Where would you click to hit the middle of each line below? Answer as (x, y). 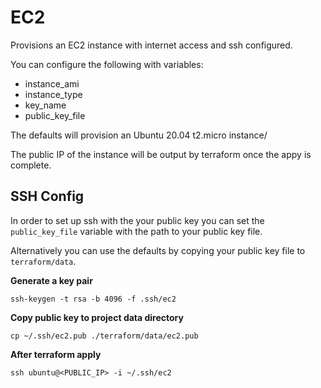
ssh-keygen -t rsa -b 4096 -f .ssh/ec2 (93, 299)
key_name (45, 105)
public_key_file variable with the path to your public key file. (136, 231)
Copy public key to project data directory (97, 317)
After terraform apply (56, 354)
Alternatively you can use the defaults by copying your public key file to (158, 250)
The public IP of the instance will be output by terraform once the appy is (161, 154)
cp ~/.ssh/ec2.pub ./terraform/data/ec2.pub (104, 336)
